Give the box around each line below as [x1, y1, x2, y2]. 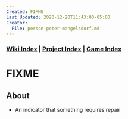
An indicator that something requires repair [14, 107, 121, 114]
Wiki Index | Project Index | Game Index [6, 45, 122, 54]
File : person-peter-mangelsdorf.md [11, 25, 100, 32]
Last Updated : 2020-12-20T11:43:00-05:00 [6, 14, 111, 20]
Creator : [6, 20, 28, 26]
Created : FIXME [6, 8, 44, 15]
